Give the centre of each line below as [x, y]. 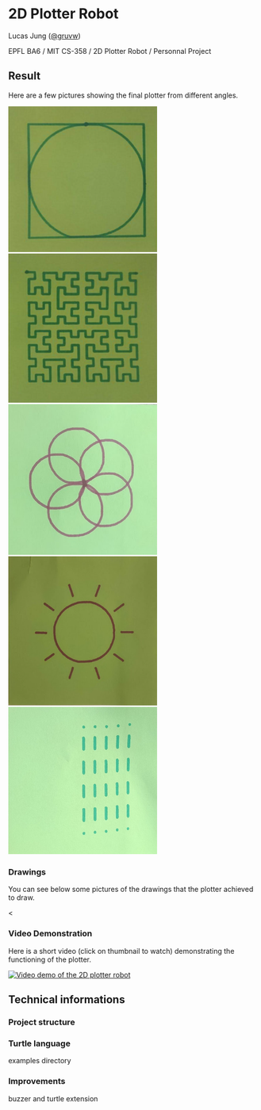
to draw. [21, 898]
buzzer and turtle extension [53, 1098]
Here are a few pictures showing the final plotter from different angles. [123, 95]
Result [25, 76]
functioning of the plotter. [50, 959]
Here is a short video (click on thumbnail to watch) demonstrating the [121, 951]
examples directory [40, 1061]
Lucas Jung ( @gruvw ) [44, 36]
